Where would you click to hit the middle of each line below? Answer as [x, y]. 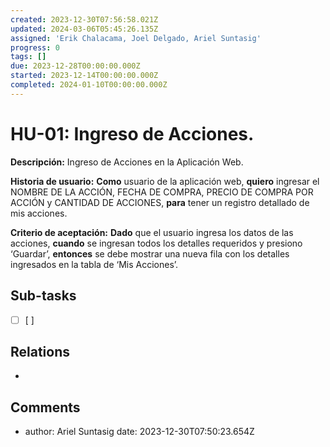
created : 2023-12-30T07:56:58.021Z [84, 19]
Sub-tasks [43, 296]
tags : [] [28, 57]
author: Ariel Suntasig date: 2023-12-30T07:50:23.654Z [139, 432]
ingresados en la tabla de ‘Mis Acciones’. [94, 264]
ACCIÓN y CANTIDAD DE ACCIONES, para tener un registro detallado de [160, 202]
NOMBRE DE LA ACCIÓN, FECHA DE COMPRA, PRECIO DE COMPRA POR [162, 192]
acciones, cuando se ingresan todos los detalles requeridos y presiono [156, 243]
